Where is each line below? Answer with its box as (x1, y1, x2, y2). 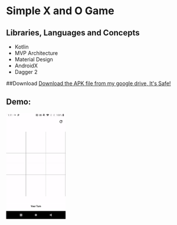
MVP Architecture (14, 50, 58, 57)
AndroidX (14, 62, 38, 69)
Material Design (14, 56, 53, 63)
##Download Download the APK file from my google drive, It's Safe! (6, 80, 171, 87)
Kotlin (14, 43, 29, 50)
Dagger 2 (14, 69, 38, 75)
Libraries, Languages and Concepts (6, 28, 140, 38)
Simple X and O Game (6, 4, 115, 18)
